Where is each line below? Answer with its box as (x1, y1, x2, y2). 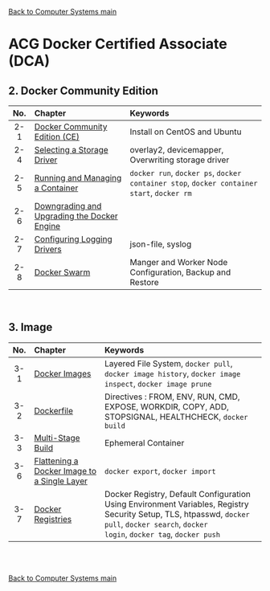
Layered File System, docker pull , (104, 357, 233, 369)
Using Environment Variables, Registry (104, 498, 249, 509)
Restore (129, 277, 159, 287)
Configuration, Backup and (129, 267, 231, 278)
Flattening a (34, 455, 79, 467)
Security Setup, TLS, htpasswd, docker (104, 508, 251, 520)
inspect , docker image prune (104, 377, 212, 389)
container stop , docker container (129, 177, 258, 188)
